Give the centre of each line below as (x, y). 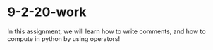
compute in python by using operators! (64, 38)
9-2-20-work (47, 12)
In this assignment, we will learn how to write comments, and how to (107, 31)
